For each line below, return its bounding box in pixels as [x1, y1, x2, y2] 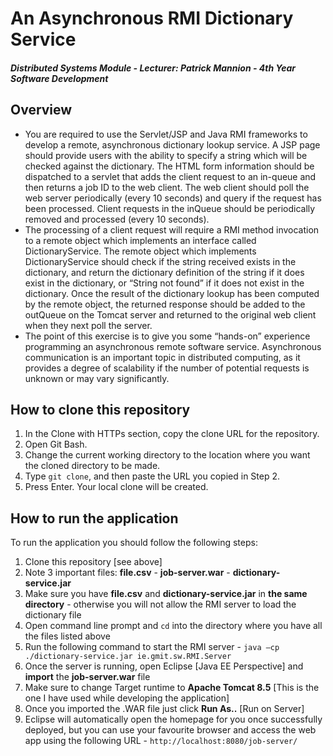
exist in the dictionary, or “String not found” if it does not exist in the [24, 277, 305, 289]
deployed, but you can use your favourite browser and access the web [24, 724, 317, 736]
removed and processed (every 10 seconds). [24, 213, 210, 225]
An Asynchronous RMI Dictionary [10, 7, 294, 30]
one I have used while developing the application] [24, 692, 230, 704]
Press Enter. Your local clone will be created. [24, 481, 209, 493]
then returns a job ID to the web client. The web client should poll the [24, 181, 310, 193]
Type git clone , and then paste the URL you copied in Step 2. [24, 470, 281, 482]
